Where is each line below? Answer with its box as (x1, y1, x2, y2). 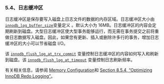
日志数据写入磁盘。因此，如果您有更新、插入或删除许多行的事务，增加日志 (9, 34, 159, 40)
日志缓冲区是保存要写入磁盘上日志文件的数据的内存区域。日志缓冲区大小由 (5, 16, 155, 22)
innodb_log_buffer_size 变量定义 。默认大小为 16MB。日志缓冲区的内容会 (5, 22, 152, 28)
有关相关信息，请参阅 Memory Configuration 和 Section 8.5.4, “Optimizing (5, 67, 153, 73)
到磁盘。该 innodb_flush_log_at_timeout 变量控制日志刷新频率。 (5, 57, 135, 63)
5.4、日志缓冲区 (5, 4, 43, 11)
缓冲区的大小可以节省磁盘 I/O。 (5, 40, 68, 47)
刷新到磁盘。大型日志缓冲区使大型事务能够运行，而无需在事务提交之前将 (9, 28, 155, 34)
